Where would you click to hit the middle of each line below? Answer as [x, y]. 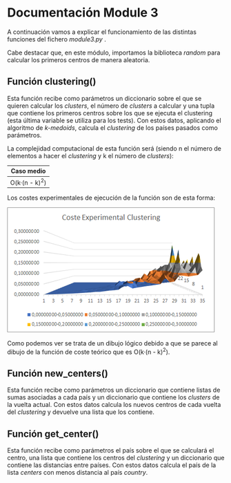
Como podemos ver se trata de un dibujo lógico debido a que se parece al [113, 343]
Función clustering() [52, 82]
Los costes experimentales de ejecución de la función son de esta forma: [111, 198]
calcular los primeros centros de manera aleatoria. [79, 59]
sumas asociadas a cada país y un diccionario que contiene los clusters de [113, 397]
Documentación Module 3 [83, 13]
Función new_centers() [58, 373]
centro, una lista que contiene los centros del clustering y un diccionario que [116, 457]
